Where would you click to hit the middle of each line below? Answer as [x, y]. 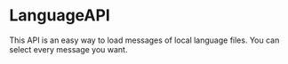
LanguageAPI [60, 16]
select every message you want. [68, 49]
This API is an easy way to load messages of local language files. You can [144, 40]
